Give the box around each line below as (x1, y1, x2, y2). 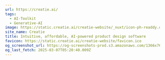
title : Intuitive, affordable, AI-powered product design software (5, 34, 146, 39)
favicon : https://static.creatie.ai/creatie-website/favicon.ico (5, 39, 141, 44)
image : (5, 25, 19, 30)
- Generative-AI (9, 20, 43, 26)
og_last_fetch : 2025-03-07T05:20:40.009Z (5, 47, 91, 52)
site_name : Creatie (5, 30, 45, 34)
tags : (5, 12, 16, 16)
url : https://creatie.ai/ (5, 7, 58, 12)
